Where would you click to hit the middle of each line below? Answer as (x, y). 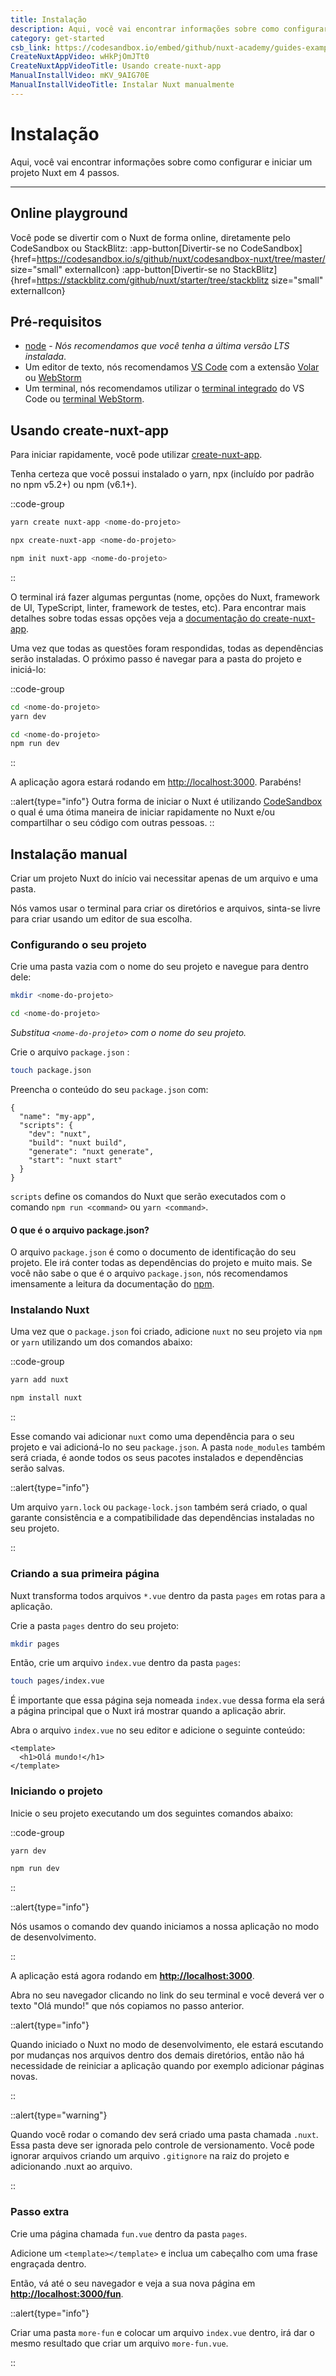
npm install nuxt (46, 1398)
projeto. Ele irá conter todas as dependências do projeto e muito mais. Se (161, 1263)
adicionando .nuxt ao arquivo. (71, 2167)
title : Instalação (48, 19)
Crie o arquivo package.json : (70, 1052)
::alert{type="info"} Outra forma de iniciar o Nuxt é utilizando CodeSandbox (166, 802)
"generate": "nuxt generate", (91, 1151)
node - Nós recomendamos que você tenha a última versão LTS (157, 346)
